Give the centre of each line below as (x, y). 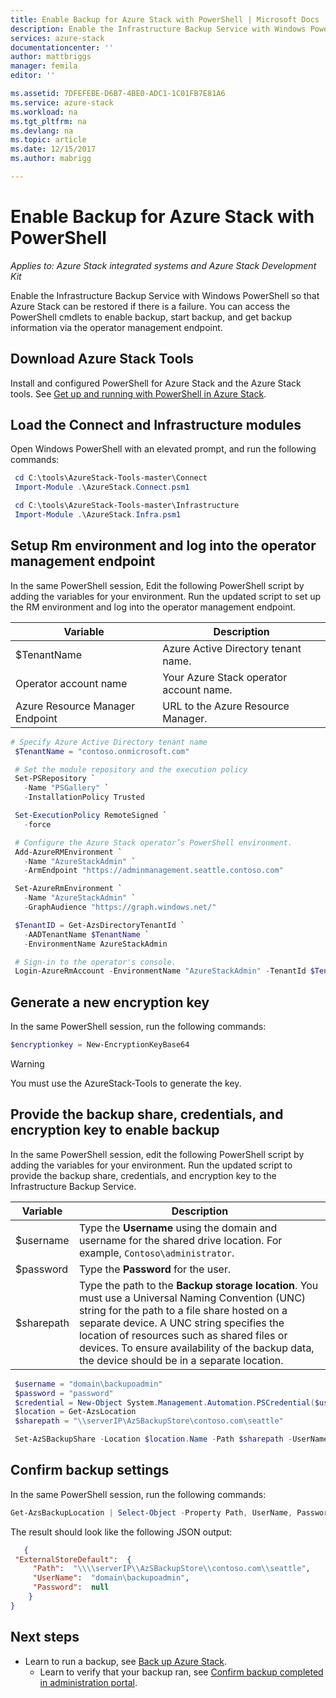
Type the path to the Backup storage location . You (198, 1285)
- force (37, 824)
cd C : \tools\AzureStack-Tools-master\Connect (111, 478)
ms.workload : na (44, 112)
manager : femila (44, 66)
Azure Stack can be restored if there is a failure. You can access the (150, 306)
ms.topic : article (48, 140)
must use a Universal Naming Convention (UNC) (192, 1298)
